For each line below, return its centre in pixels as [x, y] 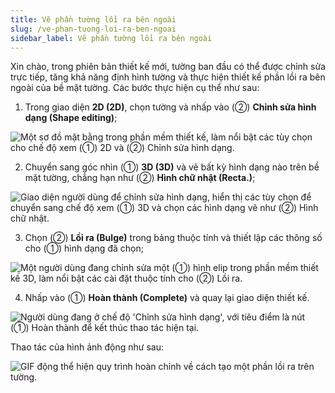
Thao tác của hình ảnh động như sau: [87, 347]
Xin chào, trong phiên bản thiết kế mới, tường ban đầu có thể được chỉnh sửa [168, 67]
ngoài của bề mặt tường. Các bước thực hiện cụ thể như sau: [135, 88]
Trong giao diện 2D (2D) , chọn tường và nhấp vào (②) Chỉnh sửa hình [170, 107]
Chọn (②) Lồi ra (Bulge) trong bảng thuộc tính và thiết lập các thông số [173, 238]
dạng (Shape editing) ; [71, 118]
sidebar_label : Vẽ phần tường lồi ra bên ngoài [111, 38]
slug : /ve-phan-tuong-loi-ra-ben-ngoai [93, 29]
